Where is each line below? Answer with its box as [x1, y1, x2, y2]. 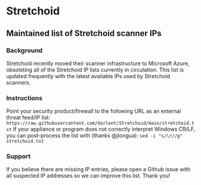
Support [6, 152, 31, 160]
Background [6, 46, 43, 55]
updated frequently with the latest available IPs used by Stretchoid [6, 72, 170, 79]
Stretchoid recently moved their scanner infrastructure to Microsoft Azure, [6, 59, 190, 67]
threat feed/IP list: [6, 114, 50, 121]
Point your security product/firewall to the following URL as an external [6, 108, 181, 115]
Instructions [6, 94, 43, 102]
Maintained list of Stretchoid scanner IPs [6, 28, 162, 38]
